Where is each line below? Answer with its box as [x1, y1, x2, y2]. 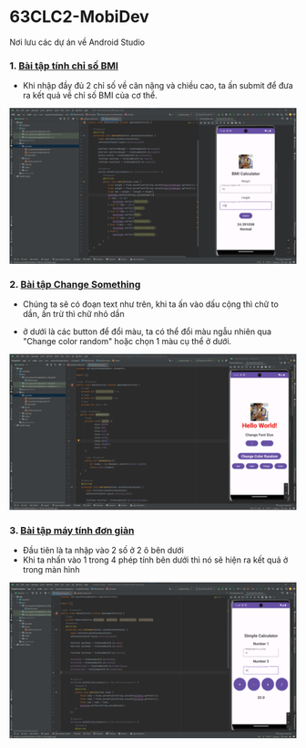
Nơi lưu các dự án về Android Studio [9, 37, 146, 47]
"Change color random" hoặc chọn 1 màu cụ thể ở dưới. [22, 336, 232, 347]
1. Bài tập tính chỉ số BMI [9, 59, 118, 72]
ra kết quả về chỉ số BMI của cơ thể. [22, 90, 158, 101]
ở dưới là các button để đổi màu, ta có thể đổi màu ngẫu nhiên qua [22, 326, 271, 337]
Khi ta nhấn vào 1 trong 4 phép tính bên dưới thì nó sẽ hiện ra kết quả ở [22, 554, 289, 565]
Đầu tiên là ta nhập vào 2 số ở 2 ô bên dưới [22, 545, 184, 556]
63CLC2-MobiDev [9, 6, 150, 27]
